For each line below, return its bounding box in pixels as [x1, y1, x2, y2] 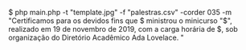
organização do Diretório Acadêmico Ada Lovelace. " [8, 33, 185, 42]
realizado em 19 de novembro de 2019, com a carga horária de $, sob [8, 25, 239, 33]
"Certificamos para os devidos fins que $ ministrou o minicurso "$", [8, 16, 233, 25]
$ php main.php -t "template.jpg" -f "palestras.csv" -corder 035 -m [8, 8, 232, 17]
